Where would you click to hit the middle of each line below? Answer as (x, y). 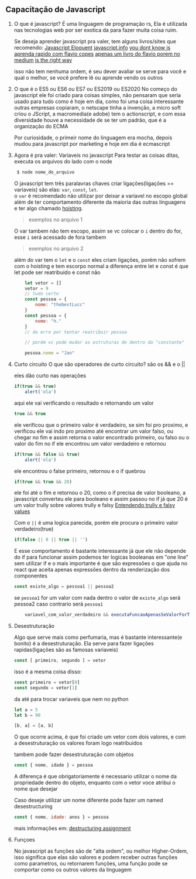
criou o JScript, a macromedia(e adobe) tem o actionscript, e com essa (99, 114)
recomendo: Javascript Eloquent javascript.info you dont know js (92, 47)
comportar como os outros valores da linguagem (73, 870)
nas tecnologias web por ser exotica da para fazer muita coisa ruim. (96, 30)
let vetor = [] (43, 283)
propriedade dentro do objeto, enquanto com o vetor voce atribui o (95, 783)
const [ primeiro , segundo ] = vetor (60, 661)
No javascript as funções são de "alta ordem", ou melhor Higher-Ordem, (101, 851)
